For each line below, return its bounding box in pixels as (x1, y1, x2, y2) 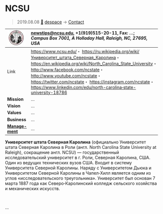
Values (7, 110, 22, 116)
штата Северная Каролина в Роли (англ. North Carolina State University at (5, 144, 157, 150)
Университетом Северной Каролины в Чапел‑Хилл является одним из (5, 170, 151, 176)
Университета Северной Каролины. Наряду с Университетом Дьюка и (5, 165, 152, 171)
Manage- (7, 123, 27, 129)
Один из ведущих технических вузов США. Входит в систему (5, 160, 132, 166)
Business (7, 116, 27, 122)
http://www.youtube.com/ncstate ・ (31, 72, 102, 78)
